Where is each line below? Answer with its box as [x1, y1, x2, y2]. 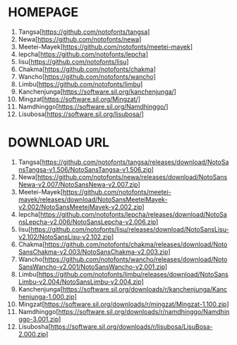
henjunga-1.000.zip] [18, 292, 77, 301]
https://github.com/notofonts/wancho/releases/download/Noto [44, 255, 228, 263]
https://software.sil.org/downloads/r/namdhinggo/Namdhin [58, 307, 230, 315]
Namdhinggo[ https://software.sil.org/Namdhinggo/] [18, 102, 169, 111]
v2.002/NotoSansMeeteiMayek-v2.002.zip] [18, 202, 145, 211]
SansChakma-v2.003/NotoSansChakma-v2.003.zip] [18, 247, 171, 256]
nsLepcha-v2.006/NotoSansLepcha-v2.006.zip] [18, 218, 159, 226]
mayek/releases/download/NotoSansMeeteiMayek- [18, 195, 168, 203]
